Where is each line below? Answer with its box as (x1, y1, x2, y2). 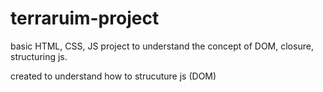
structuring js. (10, 50, 68, 62)
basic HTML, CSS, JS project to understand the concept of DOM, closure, (10, 40, 314, 52)
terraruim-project (10, 7, 160, 30)
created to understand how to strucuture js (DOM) (10, 70, 217, 82)
